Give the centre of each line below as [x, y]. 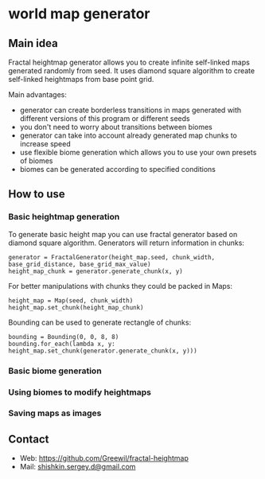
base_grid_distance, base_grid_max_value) [80, 264]
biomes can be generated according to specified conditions [118, 169]
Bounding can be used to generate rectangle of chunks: [100, 322]
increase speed [45, 144]
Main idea [33, 43]
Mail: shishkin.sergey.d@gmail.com [78, 467]
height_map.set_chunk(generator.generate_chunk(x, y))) [103, 351]
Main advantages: [38, 95]
